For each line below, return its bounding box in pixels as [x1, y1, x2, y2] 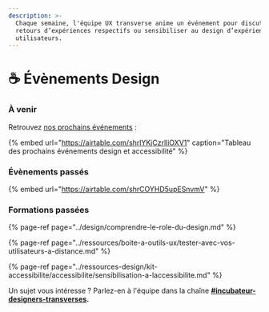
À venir [8, 104, 38, 115]
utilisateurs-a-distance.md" [8, 246, 99, 256]
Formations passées [8, 204, 90, 215]
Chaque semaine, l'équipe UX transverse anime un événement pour [15, 19, 239, 27]
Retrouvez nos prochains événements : [8, 122, 138, 132]
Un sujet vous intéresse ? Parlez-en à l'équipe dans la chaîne [8, 286, 210, 296]
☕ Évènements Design [8, 70, 160, 88]
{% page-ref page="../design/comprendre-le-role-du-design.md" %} [8, 222, 236, 232]
